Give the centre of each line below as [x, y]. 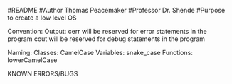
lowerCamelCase [32, 60]
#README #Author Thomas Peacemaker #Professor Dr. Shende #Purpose [116, 10]
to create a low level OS [42, 18]
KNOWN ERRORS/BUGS [43, 74]
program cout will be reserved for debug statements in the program [106, 39]
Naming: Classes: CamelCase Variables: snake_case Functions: [100, 53]
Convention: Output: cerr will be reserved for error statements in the [107, 31]
